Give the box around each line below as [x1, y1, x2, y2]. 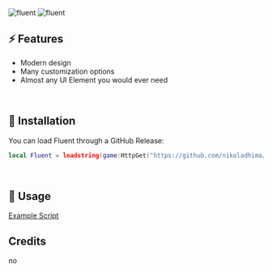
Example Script [8, 210, 59, 221]
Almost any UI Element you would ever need [19, 74, 168, 84]
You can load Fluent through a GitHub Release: [8, 135, 164, 145]
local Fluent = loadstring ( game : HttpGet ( [8, 151, 151, 159]
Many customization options [19, 66, 115, 76]
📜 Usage [8, 189, 51, 203]
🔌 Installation [8, 114, 76, 128]
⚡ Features [8, 32, 64, 46]
